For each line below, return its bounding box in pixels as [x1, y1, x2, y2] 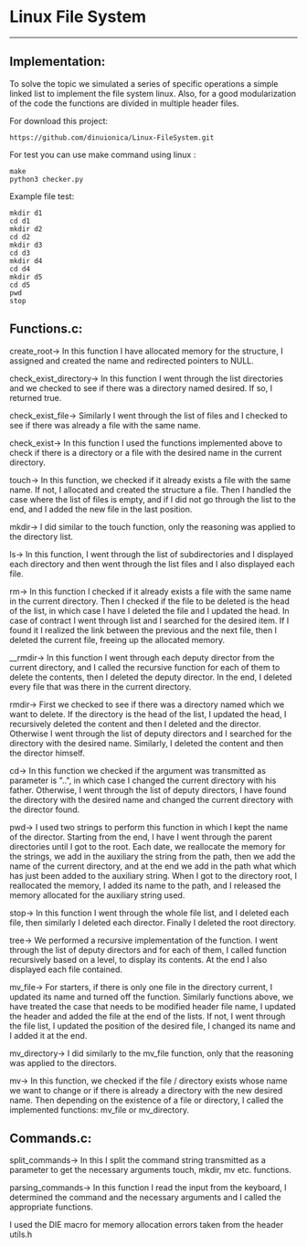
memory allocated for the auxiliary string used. [9, 889, 185, 901]
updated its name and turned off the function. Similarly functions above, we [9, 991, 294, 1002]
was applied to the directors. [9, 1057, 117, 1068]
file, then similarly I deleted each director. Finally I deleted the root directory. [9, 916, 297, 928]
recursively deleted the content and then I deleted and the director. [9, 718, 261, 729]
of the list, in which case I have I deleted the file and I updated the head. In [9, 605, 290, 616]
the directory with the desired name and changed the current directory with [9, 794, 294, 805]
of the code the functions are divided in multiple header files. [9, 98, 239, 109]
